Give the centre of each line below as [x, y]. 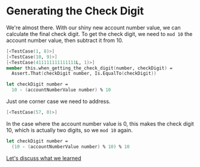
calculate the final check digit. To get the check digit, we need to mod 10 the [99, 34]
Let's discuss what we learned [44, 158]
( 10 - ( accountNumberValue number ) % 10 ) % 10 [71, 147]
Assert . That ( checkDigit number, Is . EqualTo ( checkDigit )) [84, 74]
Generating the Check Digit [75, 11]
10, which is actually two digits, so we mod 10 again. [69, 130]
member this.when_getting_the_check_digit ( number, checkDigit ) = [89, 68]
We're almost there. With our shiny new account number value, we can [93, 28]
